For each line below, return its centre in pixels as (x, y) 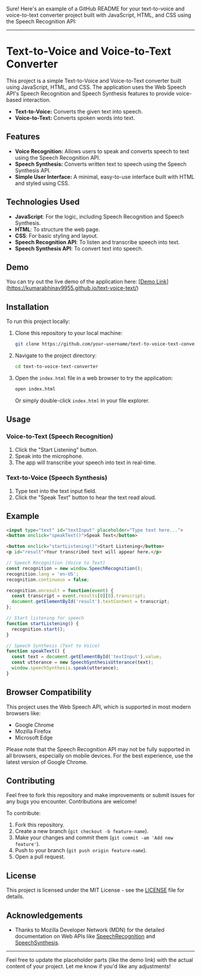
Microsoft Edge (34, 738)
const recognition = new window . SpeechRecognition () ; (75, 568)
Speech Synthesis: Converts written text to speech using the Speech (100, 164)
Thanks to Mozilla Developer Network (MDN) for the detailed (89, 930)
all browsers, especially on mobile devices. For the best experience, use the (100, 756)
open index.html (35, 389)
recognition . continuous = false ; (48, 580)
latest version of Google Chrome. (47, 762)
